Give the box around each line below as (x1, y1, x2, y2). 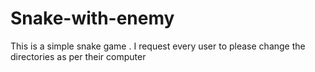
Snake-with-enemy (10, 7, 175, 30)
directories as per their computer (10, 50, 147, 62)
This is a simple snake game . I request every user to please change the (10, 40, 306, 52)
